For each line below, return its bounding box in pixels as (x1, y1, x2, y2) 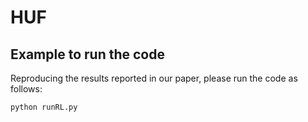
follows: (10, 83, 43, 95)
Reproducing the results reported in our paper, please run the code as (10, 72, 298, 84)
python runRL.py (10, 102, 78, 112)
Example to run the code (10, 46, 165, 63)
